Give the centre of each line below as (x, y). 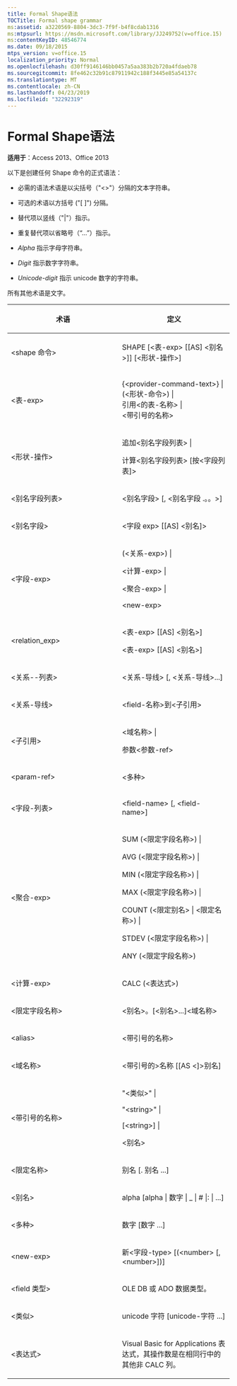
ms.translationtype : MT (42, 80)
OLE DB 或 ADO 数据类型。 (166, 1288)
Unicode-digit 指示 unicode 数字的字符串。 (80, 277)
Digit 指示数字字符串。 (50, 263)
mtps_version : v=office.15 (47, 54)
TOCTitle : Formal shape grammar (55, 21)
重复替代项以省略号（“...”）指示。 (66, 233)
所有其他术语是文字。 (38, 293)
